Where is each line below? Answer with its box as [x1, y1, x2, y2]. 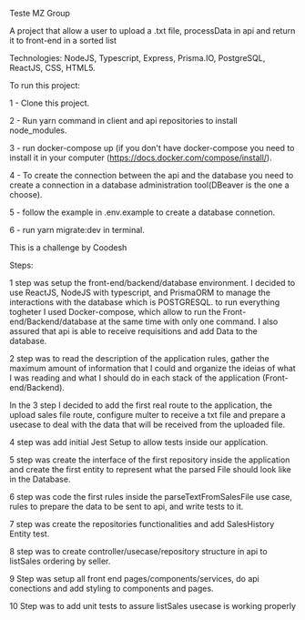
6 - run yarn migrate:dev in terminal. [9, 225, 146, 235]
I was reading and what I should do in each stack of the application [9, 372, 261, 383]
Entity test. [9, 528, 50, 539]
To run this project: [9, 80, 80, 90]
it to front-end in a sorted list [9, 36, 117, 46]
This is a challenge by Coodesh [9, 242, 127, 253]
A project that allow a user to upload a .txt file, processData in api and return [9, 25, 296, 36]
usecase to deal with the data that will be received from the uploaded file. [9, 419, 285, 430]
